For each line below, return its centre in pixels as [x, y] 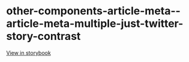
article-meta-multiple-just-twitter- [95, 24]
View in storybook [28, 52]
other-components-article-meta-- [94, 11]
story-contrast [43, 36]
